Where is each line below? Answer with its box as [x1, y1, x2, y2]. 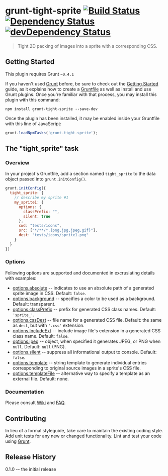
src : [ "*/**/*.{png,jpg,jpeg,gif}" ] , [18, 228, 98, 233]
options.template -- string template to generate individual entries [12, 359, 147, 365]
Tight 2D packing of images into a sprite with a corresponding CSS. [17, 43, 157, 49]
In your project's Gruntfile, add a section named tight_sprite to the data [5, 171, 156, 177]
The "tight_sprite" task [5, 144, 79, 153]
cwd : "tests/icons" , [18, 223, 62, 228]
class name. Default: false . [12, 333, 69, 339]
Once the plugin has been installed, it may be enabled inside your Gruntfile [5, 115, 160, 121]
